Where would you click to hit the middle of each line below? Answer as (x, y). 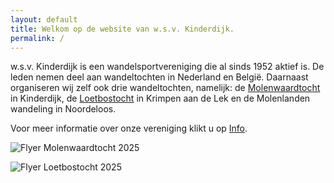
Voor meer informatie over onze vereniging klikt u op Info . (129, 128)
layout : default (44, 19)
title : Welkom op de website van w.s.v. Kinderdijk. (122, 29)
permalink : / (37, 38)
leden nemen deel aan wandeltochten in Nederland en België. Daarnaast (159, 77)
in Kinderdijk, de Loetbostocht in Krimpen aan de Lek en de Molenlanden (160, 98)
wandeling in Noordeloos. (63, 109)
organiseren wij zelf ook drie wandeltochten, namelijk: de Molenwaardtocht (165, 88)
